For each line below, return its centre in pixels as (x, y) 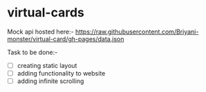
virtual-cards (46, 13)
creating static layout (47, 65)
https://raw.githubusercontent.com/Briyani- (137, 32)
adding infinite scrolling (50, 81)
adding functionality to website (61, 73)
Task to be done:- (32, 52)
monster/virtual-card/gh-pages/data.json (66, 38)
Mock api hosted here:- (40, 32)
